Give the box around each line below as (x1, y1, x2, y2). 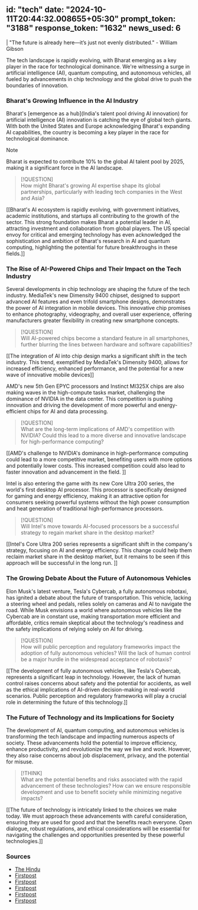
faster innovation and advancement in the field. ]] (6, 468, 126, 475)
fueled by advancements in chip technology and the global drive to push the (6, 75, 192, 82)
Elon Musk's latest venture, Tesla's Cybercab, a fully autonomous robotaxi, (6, 588, 189, 595)
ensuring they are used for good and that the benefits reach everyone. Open (6, 819, 192, 825)
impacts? (20, 795, 43, 802)
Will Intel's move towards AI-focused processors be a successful (20, 523, 179, 530)
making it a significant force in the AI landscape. (6, 164, 124, 171)
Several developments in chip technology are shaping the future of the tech (6, 286, 190, 293)
